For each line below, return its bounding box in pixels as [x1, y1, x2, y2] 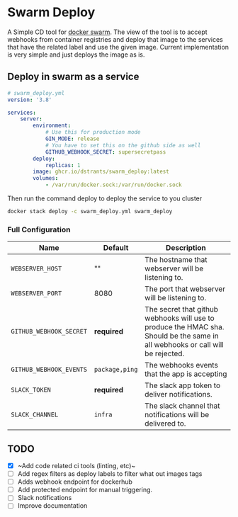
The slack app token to [144, 380, 221, 390]
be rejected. [144, 348, 185, 358]
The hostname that [144, 255, 208, 265]
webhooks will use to [144, 313, 215, 323]
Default [103, 243, 129, 253]
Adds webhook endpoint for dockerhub [17, 477, 133, 486]
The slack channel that [144, 401, 220, 411]
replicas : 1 [45, 161, 81, 169]
